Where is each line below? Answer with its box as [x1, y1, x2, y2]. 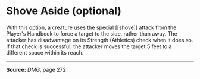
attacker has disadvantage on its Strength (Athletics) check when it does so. [6, 36, 193, 43]
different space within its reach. [6, 49, 84, 56]
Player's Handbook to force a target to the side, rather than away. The [6, 30, 177, 37]
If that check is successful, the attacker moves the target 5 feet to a [6, 43, 172, 50]
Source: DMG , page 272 [6, 66, 67, 73]
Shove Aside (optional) [6, 4, 122, 18]
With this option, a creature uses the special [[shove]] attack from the [6, 24, 177, 31]
